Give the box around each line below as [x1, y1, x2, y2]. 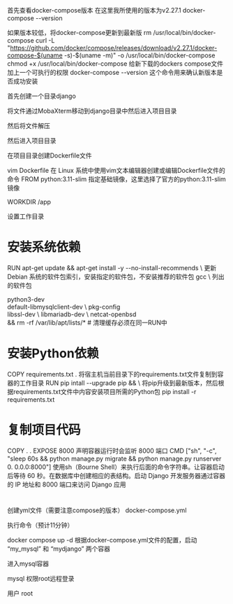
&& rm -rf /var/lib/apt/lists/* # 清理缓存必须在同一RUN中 [7, 318, 167, 327]
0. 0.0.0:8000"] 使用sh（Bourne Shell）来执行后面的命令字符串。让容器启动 [7, 463, 225, 471]
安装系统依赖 [7, 239, 82, 255]
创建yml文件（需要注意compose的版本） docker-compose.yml [7, 506, 187, 514]
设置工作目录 [7, 212, 44, 220]
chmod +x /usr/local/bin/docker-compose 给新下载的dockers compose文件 [7, 59, 224, 68]
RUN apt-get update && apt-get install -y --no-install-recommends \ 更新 [7, 263, 217, 272]
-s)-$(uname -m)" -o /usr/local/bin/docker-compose [63, 51, 216, 59]
